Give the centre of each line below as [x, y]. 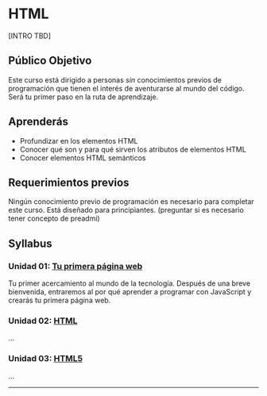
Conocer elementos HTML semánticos [83, 158]
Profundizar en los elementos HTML [79, 140]
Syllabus [31, 243]
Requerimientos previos [69, 182]
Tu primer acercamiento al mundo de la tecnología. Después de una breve [130, 283]
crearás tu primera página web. [60, 300]
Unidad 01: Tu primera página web [75, 266]
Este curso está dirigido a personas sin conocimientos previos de [115, 79]
